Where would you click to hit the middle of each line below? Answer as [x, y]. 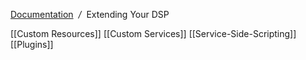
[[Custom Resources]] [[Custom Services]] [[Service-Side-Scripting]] [153, 33]
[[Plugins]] [32, 44]
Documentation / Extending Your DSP [90, 14]
